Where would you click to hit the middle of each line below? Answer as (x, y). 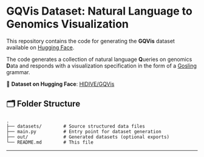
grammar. (18, 72)
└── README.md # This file (50, 142)
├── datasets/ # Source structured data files (76, 126)
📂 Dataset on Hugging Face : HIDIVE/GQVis (60, 84)
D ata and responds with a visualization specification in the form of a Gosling (102, 66)
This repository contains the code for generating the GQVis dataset (90, 41)
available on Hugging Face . (40, 47)
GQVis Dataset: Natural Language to (99, 11)
